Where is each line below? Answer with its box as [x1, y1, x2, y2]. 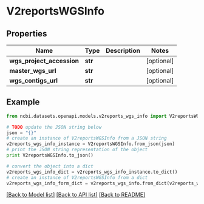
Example [6, 97, 40, 107]
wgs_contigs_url [9, 76, 58, 84]
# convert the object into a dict [6, 163, 94, 169]
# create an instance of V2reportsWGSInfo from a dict [6, 174, 148, 180]
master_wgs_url [9, 67, 56, 75]
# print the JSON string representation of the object [6, 147, 148, 153]
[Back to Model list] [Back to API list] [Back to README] [6, 191, 146, 199]
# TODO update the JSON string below [6, 124, 102, 130]
